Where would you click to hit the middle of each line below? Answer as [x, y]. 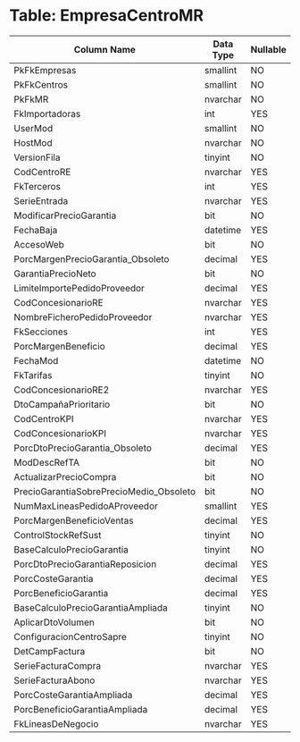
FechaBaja [36, 230]
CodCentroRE [42, 172]
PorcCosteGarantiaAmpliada [73, 695]
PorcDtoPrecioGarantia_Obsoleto [83, 448]
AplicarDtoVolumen [54, 622]
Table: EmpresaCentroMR [106, 16]
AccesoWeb [39, 244]
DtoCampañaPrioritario [62, 404]
